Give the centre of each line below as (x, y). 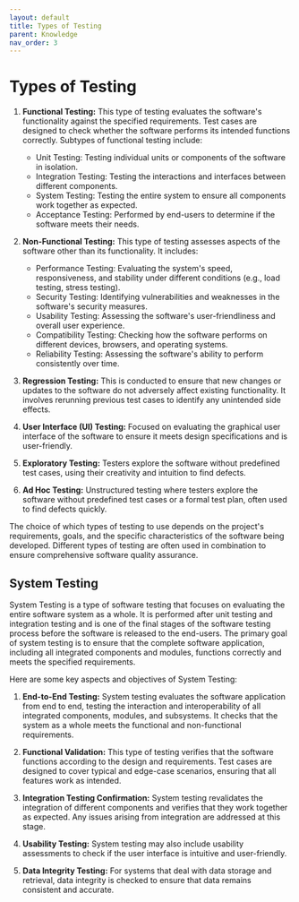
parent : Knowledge (43, 34)
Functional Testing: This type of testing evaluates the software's (142, 112)
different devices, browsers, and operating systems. (132, 345)
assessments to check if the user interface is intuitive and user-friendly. (154, 853)
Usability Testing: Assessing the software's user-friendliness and (155, 316)
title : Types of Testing (56, 26)
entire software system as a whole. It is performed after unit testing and (141, 614)
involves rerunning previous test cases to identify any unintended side (152, 400)
